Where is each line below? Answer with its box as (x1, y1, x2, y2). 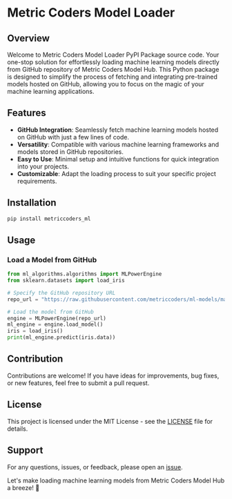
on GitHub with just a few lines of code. (17, 133, 130, 141)
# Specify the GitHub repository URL (7, 289, 116, 296)
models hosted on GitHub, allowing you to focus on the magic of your (7, 80, 205, 88)
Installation (7, 197, 57, 208)
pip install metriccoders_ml (7, 215, 91, 222)
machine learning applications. (7, 88, 95, 95)
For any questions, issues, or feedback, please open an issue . (7, 462, 183, 471)
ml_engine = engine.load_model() (7, 321, 104, 329)
